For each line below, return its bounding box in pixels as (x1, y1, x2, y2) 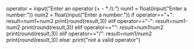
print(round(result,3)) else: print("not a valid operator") (6, 37, 141, 43)
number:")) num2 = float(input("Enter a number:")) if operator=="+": (6, 11, 174, 18)
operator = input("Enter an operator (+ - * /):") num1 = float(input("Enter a (6, 5, 187, 12)
